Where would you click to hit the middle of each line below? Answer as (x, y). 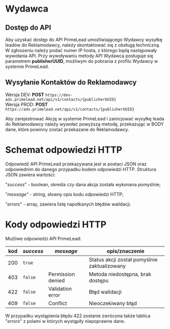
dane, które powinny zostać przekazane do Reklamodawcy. (67, 129)
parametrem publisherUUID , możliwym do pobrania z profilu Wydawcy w (82, 61)
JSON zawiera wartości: (30, 175)
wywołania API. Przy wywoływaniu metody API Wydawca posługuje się (79, 56)
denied (56, 280)
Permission (61, 274)
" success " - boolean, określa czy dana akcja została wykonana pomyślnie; (83, 184)
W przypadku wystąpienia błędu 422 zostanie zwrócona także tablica (78, 316)
